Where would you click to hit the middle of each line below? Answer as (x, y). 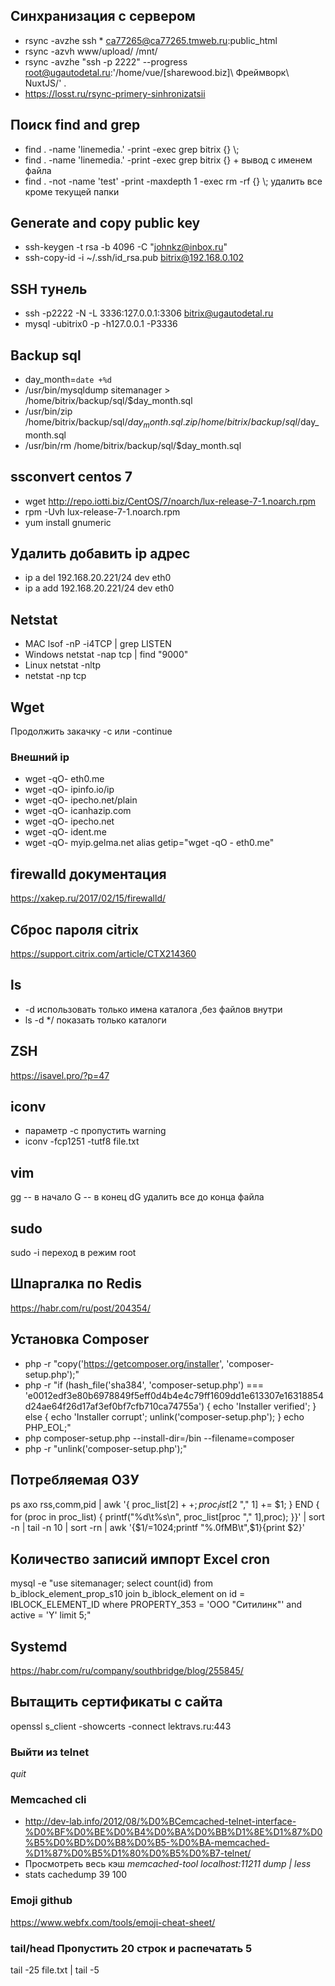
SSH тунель (49, 289)
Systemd (39, 1646)
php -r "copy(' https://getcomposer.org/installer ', (124, 1363)
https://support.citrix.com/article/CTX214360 (103, 954)
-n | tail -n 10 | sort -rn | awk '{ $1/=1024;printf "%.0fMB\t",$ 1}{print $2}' (157, 1528)
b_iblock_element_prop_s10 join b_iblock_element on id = (128, 1594)
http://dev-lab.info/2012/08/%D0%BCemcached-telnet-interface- (160, 1821)
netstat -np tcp (55, 676)
